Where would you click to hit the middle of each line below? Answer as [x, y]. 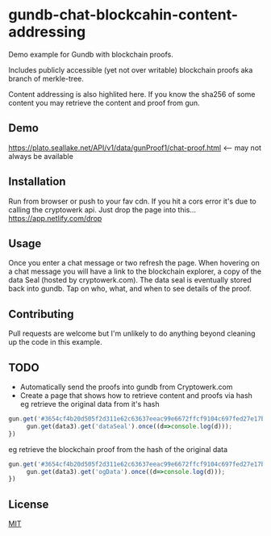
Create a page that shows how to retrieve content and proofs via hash [136, 396]
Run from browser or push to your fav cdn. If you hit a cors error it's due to [132, 201]
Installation [37, 182]
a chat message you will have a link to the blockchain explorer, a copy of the [135, 271]
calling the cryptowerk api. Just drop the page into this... [102, 209]
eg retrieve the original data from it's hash [90, 404]
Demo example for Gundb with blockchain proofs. [91, 54]
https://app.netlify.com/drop [55, 218]
